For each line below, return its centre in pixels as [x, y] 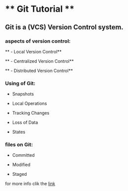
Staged [19, 174]
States [19, 132]
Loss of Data [25, 122]
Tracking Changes [31, 113]
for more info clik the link [30, 184]
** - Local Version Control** [34, 51]
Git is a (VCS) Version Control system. [64, 27]
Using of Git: [20, 83]
